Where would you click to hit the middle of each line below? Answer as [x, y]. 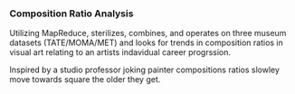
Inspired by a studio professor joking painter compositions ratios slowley [145, 70]
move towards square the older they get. [85, 80]
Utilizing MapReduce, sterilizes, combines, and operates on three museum [148, 33]
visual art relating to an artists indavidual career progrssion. [120, 52]
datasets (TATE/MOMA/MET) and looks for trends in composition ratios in [146, 42]
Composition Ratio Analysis [71, 14]
